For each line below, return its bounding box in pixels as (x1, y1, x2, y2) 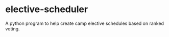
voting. (5, 25, 20, 31)
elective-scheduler (5, 4, 88, 15)
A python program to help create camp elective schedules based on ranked (5, 20, 164, 26)
